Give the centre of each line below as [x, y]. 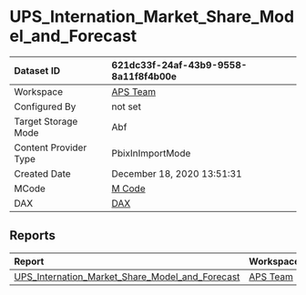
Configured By [45, 107]
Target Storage [46, 121]
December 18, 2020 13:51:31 [177, 173]
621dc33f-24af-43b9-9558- [179, 65]
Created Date [42, 173]
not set [126, 107]
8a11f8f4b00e [144, 76]
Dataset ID [37, 70]
